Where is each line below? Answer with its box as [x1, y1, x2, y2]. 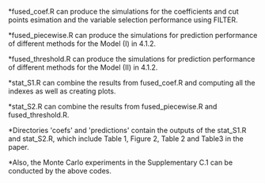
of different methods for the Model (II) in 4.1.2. [8, 63, 158, 72]
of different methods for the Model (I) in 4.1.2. [8, 39, 157, 48]
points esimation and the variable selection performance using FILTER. [8, 15, 239, 25]
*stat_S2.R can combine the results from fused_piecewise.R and [8, 102, 218, 111]
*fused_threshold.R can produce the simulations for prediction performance [8, 55, 256, 63]
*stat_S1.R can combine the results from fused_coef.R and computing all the [8, 78, 256, 87]
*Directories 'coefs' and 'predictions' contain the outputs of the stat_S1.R [8, 126, 247, 135]
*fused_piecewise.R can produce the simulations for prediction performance [8, 31, 258, 40]
